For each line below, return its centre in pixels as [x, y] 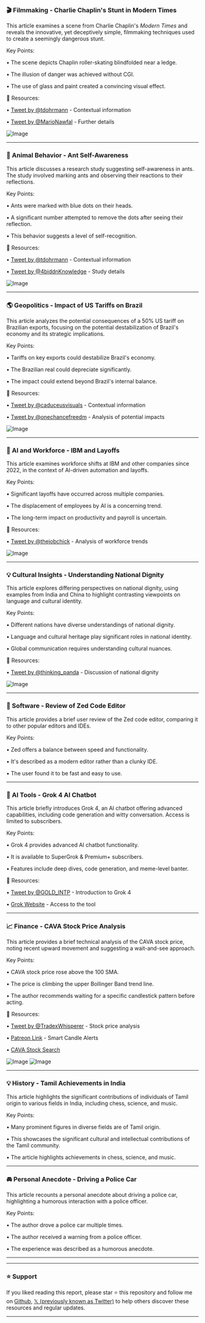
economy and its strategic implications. [56, 334]
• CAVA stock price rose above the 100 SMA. [63, 972]
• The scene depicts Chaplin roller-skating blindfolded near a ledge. [92, 62]
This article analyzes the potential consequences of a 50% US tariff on [95, 320]
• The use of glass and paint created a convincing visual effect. [86, 86]
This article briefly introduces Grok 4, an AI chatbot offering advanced [95, 809]
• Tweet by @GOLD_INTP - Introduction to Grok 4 [69, 892]
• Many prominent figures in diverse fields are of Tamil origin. [83, 1127]
